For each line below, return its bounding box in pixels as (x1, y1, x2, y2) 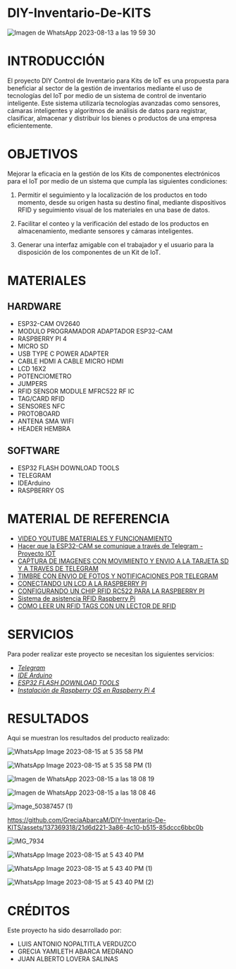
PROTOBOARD (17, 409, 61, 418)
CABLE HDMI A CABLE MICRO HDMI (17, 356, 124, 365)
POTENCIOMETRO (17, 372, 72, 380)
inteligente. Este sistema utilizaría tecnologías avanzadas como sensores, (7, 99, 221, 107)
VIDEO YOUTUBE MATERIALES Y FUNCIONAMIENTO (17, 534, 173, 543)
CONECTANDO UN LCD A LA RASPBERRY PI (17, 579, 147, 587)
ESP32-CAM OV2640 (17, 319, 80, 327)
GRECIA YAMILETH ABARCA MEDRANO (17, 947, 134, 956)
